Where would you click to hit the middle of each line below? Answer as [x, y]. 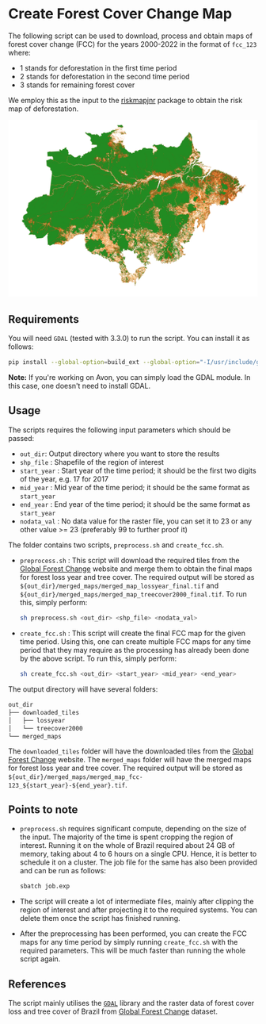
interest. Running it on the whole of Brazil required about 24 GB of [127, 846]
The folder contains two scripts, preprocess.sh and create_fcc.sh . [116, 545]
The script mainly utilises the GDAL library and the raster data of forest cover [131, 1003]
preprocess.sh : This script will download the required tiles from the [129, 560]
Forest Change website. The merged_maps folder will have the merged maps [130, 759]
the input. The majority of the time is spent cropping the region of [126, 837]
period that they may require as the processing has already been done [134, 650]
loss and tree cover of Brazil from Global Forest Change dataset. [113, 1011]
